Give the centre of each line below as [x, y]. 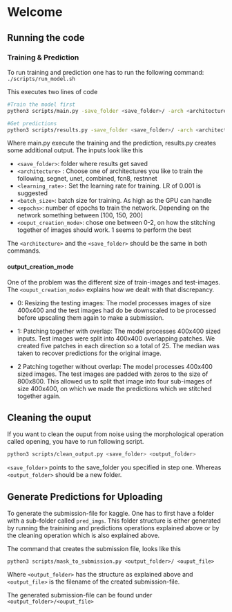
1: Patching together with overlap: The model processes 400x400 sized [119, 331]
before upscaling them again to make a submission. [90, 317]
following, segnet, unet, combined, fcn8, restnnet [87, 179]
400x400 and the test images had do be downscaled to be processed [116, 310]
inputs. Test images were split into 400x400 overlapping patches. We [116, 338]
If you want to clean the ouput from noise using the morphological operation [116, 434]
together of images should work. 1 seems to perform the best [104, 230]
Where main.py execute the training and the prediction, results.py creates [112, 143]
